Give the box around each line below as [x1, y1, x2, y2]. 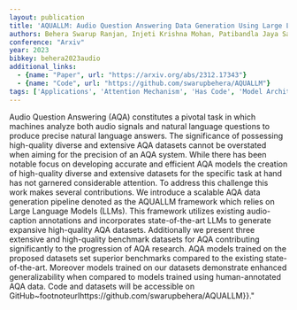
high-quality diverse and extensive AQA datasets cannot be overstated [9, 139, 267, 151]
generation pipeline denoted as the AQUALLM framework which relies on [9, 196, 276, 206]
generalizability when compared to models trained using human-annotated [9, 271, 281, 282]
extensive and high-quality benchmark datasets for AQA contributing [9, 234, 260, 244]
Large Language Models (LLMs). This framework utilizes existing [9, 205, 245, 216]
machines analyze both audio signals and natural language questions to [9, 120, 270, 131]
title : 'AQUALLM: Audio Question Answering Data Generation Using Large [9, 21, 283, 30]
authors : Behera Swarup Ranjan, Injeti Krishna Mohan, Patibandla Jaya [9, 29, 278, 38]
